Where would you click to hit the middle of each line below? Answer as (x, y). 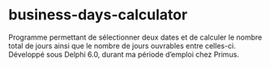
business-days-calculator (98, 15)
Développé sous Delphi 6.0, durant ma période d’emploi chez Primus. (124, 54)
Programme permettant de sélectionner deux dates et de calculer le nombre (135, 37)
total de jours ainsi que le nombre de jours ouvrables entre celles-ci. (122, 45)
